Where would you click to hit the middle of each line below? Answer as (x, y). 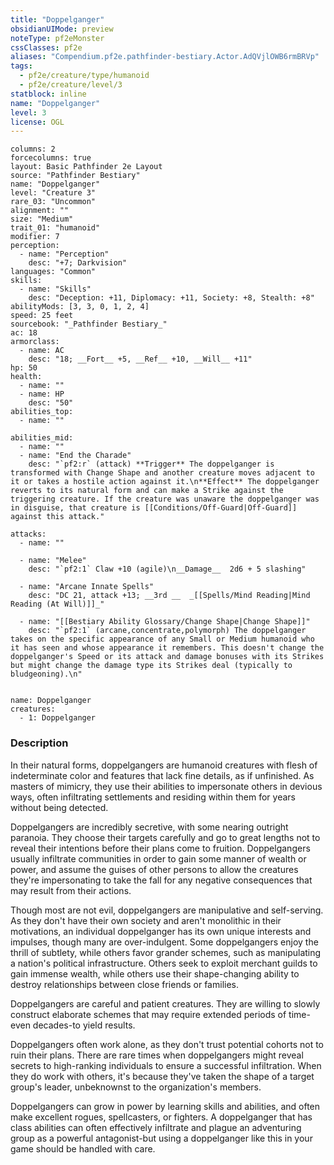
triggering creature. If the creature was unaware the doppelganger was (165, 499)
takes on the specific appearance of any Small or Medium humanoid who (162, 639)
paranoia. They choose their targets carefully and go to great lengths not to (165, 837)
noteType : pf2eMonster (57, 38)
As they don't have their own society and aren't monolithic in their (146, 920)
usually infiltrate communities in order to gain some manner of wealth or (158, 858)
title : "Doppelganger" (57, 19)
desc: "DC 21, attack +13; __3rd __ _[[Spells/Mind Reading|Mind (169, 596)
